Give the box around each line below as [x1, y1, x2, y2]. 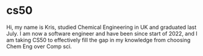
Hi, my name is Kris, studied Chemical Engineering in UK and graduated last [6, 23, 197, 31]
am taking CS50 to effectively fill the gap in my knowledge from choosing [6, 36, 191, 43]
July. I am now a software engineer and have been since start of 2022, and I [6, 30, 198, 37]
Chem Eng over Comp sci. [6, 43, 72, 50]
